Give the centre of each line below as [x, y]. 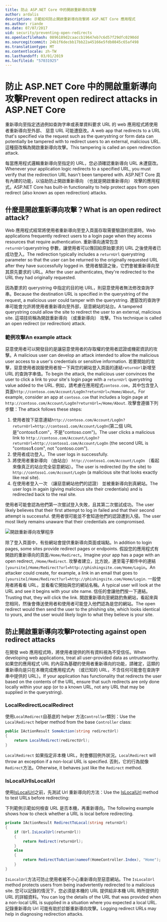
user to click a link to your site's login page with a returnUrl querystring [79, 379]
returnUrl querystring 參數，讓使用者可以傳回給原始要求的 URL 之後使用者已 [83, 248]
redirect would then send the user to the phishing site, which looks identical [83, 609]
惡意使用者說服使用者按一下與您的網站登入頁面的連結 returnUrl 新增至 [85, 368]
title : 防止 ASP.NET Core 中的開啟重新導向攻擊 [51, 10]
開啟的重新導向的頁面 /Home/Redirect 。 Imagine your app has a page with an [83, 555]
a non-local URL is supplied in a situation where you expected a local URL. [81, 902]
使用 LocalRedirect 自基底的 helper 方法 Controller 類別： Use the [70, 717]
